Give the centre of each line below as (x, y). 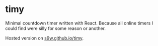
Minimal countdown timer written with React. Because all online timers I (79, 23)
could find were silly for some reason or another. (56, 28)
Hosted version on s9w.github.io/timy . (45, 38)
